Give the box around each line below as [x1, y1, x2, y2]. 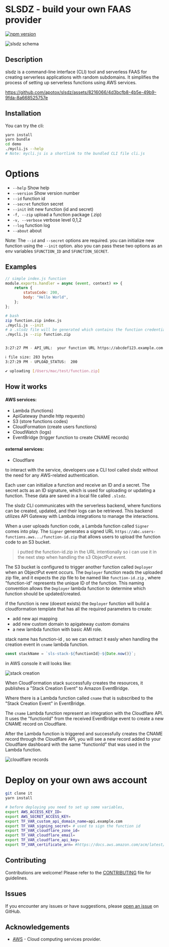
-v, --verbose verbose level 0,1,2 [12, 217, 82, 223]
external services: [5, 446, 44, 452]
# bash [5, 313, 19, 318]
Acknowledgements [5, 923, 70, 931]
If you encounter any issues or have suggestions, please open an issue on [5, 903, 159, 909]
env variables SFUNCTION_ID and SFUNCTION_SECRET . [5, 248, 109, 254]
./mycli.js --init [5, 323, 44, 328]
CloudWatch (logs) [12, 429, 52, 435]
